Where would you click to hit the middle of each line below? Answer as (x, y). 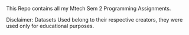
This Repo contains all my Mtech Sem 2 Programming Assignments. (89, 8)
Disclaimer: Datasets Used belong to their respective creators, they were (94, 20)
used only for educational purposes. (50, 26)
